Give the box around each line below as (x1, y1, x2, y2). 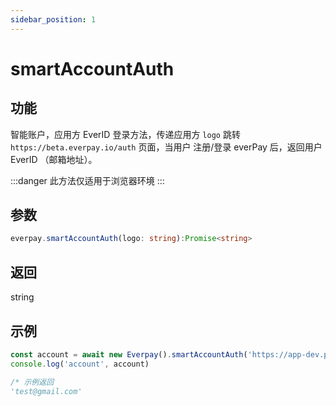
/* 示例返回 (10, 377, 55, 387)
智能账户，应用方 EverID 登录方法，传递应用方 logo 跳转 (10, 128, 241, 140)
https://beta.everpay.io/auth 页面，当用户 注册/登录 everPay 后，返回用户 (10, 141, 323, 153)
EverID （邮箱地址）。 (10, 153, 98, 165)
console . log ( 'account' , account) (10, 359, 150, 369)
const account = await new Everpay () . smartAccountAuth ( (10, 349, 248, 360)
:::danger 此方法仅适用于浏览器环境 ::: (10, 174, 165, 186)
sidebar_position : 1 (10, 14, 97, 25)
